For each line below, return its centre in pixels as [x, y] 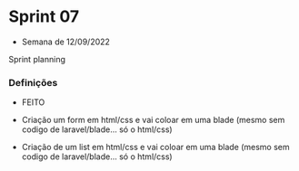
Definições [33, 82]
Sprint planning [37, 59]
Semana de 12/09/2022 [66, 42]
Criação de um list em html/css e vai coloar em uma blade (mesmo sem [155, 147]
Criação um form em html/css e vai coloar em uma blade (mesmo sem [153, 120]
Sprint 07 [44, 17]
